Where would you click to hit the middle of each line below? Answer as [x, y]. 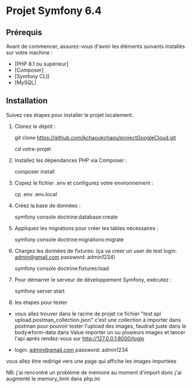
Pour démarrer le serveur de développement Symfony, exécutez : [93, 279]
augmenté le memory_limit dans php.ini [53, 379]
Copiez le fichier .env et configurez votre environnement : [84, 183]
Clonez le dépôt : [35, 126]
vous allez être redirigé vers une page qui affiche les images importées [91, 361]
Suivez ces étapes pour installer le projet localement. [70, 115]
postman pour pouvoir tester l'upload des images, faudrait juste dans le [100, 326]
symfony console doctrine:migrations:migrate [69, 239]
